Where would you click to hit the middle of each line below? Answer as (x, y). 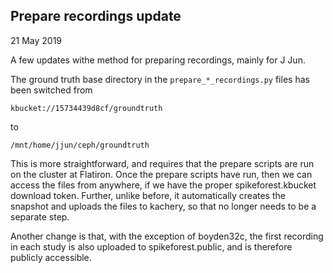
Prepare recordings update (96, 16)
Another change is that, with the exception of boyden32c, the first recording (167, 236)
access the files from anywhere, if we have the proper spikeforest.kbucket (163, 185)
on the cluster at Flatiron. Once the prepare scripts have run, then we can (161, 174)
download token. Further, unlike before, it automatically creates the (148, 195)
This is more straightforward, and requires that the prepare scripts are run (162, 163)
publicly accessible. (51, 257)
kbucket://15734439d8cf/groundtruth (86, 108)
